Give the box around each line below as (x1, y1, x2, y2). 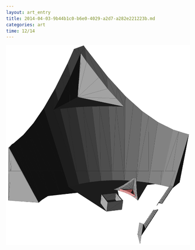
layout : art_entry (6, 9, 51, 15)
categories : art (6, 22, 46, 27)
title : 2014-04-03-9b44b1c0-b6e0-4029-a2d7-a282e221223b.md (6, 15, 156, 22)
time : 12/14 (6, 28, 35, 34)
